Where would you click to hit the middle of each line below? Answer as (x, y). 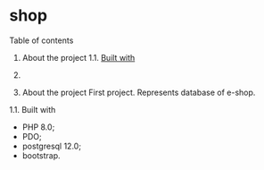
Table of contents (41, 40)
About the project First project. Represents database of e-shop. (139, 92)
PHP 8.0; (38, 127)
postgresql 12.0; (52, 146)
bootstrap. (41, 155)
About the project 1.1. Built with (78, 57)
